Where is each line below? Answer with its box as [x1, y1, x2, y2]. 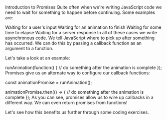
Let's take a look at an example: [5, 55, 70, 61]
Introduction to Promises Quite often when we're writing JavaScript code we [5, 4, 162, 10]
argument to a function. [5, 46, 53, 51]
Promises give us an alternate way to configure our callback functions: [5, 70, 151, 76]
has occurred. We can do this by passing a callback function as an [5, 40, 142, 46]
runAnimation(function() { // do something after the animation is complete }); [5, 64, 162, 70]
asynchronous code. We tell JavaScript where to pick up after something [5, 35, 155, 41]
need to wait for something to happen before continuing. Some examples [5, 9, 156, 15]
